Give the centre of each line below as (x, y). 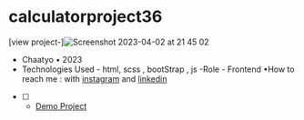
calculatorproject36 (86, 17)
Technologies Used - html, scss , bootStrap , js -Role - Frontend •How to (158, 69)
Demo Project (61, 105)
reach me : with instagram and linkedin (94, 78)
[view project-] (36, 42)
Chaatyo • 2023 (52, 59)
